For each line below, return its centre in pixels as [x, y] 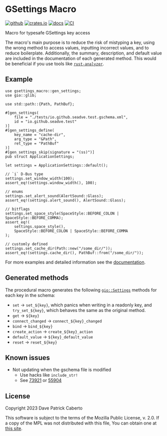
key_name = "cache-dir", [40, 134]
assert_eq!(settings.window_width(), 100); [51, 183]
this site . [14, 428]
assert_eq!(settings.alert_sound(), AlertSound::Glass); [66, 200]
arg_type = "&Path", [35, 139]
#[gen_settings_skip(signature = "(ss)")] [50, 152]
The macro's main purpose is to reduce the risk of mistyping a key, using [80, 42]
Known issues [28, 358]
